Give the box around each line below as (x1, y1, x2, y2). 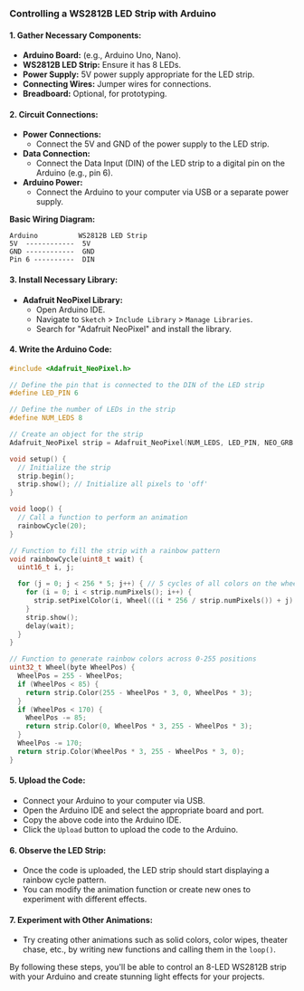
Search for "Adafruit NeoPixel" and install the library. (35, 323, 233, 334)
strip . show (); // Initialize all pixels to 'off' (17, 480, 208, 489)
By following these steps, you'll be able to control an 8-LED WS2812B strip (9, 962, 287, 973)
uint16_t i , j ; (17, 563, 75, 572)
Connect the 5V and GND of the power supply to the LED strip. (35, 138, 270, 149)
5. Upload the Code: (9, 775, 86, 786)
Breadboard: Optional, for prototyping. (22, 89, 167, 100)
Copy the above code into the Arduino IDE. (22, 814, 183, 825)
